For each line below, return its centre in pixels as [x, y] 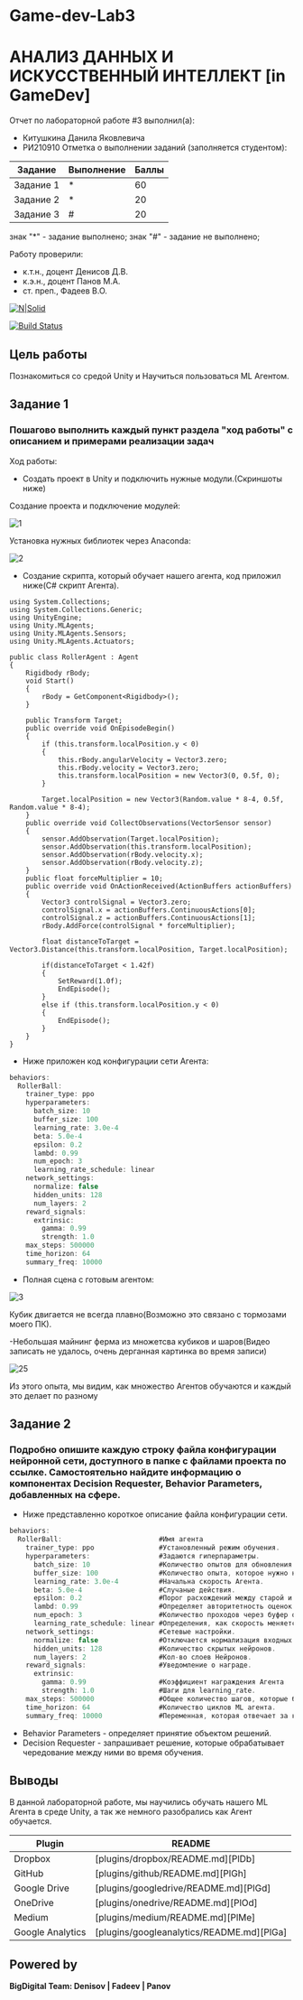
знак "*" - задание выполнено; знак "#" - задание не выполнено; [134, 237]
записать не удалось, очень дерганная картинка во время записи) [138, 1351]
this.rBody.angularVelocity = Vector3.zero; [142, 759]
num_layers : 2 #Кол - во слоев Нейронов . [142, 1657]
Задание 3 [37, 215]
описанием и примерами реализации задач [112, 442]
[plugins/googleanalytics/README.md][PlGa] [191, 1932]
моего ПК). [31, 1324]
